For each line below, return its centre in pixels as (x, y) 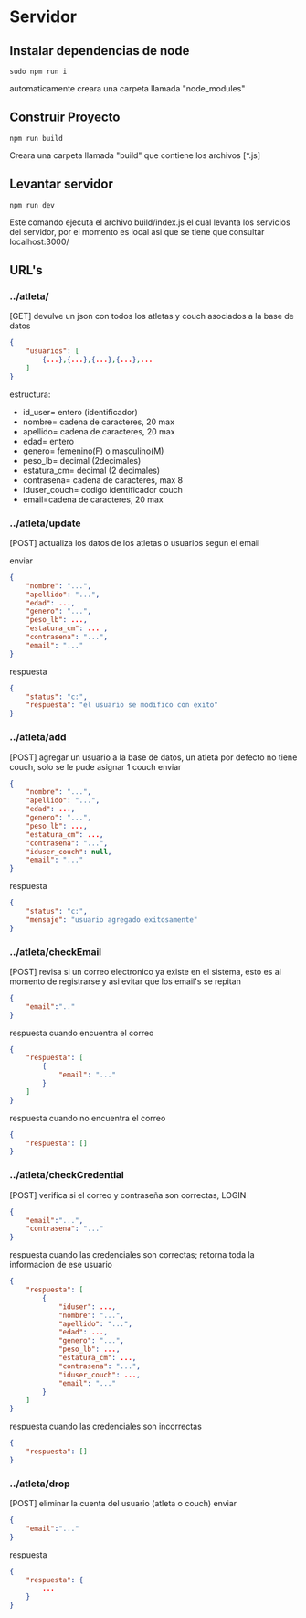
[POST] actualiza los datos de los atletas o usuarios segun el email (135, 542)
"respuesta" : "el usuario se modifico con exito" (122, 705)
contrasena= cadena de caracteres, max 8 (103, 480)
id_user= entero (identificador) (80, 412)
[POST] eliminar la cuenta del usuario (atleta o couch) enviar (123, 1504)
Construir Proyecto (65, 118)
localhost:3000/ (40, 241)
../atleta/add (38, 737)
